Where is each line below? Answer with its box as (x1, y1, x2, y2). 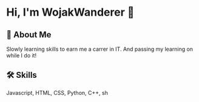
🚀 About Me (6, 30, 52, 40)
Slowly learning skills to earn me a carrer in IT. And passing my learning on (6, 45, 193, 53)
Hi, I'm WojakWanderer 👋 (6, 5, 135, 19)
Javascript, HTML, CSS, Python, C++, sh (6, 89, 108, 96)
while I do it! (6, 52, 37, 59)
